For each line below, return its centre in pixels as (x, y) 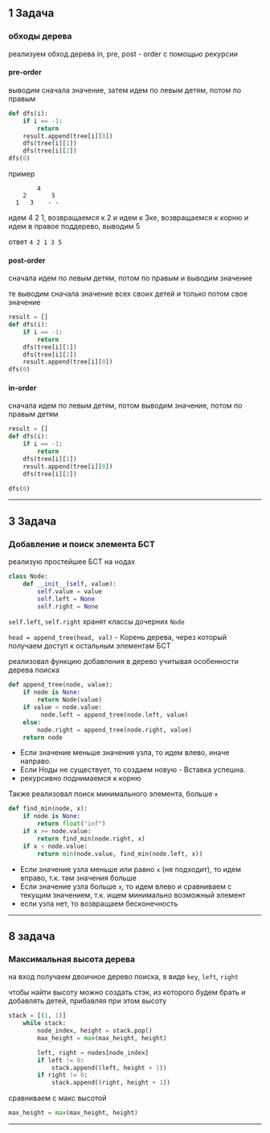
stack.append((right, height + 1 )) (111, 1083)
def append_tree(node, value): (61, 685)
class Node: (28, 577)
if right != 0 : (63, 1075)
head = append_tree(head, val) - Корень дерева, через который (118, 637)
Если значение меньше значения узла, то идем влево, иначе (125, 753)
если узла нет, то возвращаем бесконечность (99, 903)
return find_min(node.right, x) (92, 838)
